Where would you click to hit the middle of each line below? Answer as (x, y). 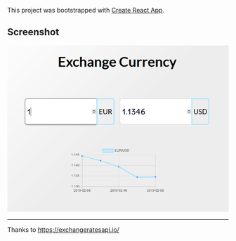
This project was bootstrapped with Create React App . (86, 10)
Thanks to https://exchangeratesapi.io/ (63, 230)
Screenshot (33, 32)
